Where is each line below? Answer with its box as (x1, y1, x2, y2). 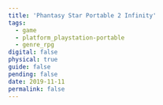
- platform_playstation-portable (15, 33, 125, 42)
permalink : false (8, 84, 65, 93)
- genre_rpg (15, 41, 55, 49)
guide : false (8, 63, 51, 71)
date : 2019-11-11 (8, 77, 65, 85)
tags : (8, 19, 26, 27)
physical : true (8, 56, 58, 64)
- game (15, 26, 37, 34)
